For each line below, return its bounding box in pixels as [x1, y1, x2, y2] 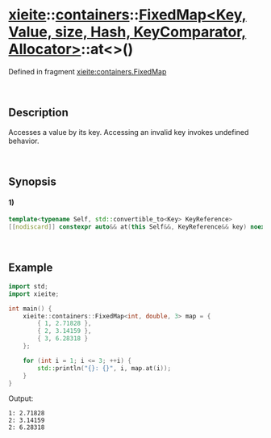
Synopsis [8, 175, 56, 189]
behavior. [8, 136, 40, 145]
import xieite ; [8, 289, 60, 298]
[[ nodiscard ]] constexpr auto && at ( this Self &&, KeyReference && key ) [8, 223, 248, 231]
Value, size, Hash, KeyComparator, [8, 23, 247, 41]
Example [8, 261, 53, 275]
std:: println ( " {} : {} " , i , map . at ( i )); [37, 364, 172, 373]
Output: [8, 394, 34, 403]
